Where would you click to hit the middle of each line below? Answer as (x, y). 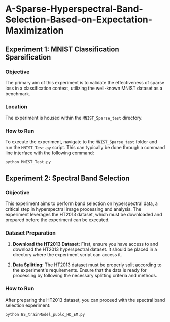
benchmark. (18, 93)
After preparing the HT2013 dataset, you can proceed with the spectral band (85, 300)
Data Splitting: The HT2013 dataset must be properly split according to (87, 265)
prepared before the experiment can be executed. (57, 220)
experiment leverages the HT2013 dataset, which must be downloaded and (84, 215)
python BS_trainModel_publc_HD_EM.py (45, 314)
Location (16, 106)
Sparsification (28, 57)
